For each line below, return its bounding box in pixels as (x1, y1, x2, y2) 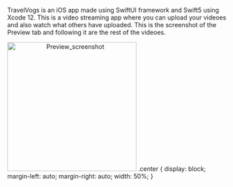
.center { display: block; (137, 165, 206, 173)
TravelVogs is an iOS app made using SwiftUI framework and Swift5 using (7, 6, 220, 14)
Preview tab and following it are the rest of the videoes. (7, 28, 166, 36)
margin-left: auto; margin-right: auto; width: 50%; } (7, 172, 153, 180)
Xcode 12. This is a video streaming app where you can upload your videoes (7, 13, 227, 22)
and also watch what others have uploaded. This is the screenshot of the (7, 21, 217, 29)
